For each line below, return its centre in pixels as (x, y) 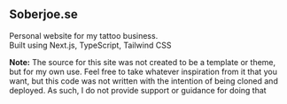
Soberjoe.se (43, 15)
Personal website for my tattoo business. (84, 35)
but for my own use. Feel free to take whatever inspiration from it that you (143, 71)
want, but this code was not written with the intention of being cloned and (144, 81)
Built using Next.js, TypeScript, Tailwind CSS (90, 45)
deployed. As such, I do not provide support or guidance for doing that (138, 90)
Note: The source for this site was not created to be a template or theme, (143, 62)
